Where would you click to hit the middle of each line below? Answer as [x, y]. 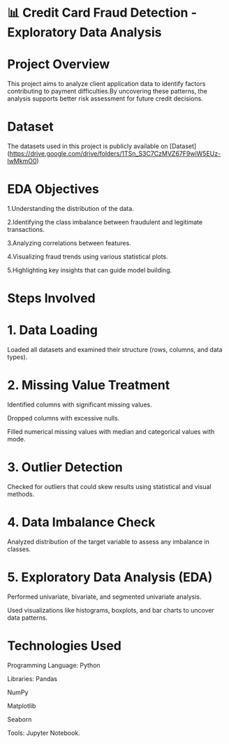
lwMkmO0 [22, 161]
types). [17, 357]
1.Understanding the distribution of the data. [71, 209]
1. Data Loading [52, 330]
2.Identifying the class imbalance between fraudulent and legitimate [105, 222]
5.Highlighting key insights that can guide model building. [90, 270]
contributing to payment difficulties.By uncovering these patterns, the [107, 92]
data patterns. [27, 618]
